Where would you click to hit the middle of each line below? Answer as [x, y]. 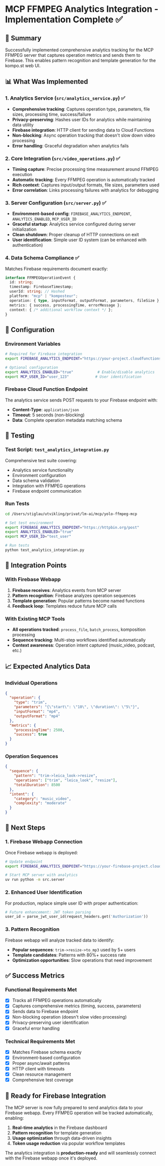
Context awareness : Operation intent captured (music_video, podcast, [84, 645]
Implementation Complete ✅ [64, 19]
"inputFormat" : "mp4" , [37, 712]
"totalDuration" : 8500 [37, 785]
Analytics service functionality [43, 470]
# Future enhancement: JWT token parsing [48, 912]
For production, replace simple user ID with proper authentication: [72, 903]
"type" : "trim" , [31, 702]
